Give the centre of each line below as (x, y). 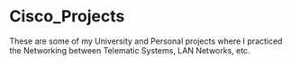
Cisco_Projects (67, 16)
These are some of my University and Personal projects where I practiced (146, 41)
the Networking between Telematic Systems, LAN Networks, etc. (130, 50)
